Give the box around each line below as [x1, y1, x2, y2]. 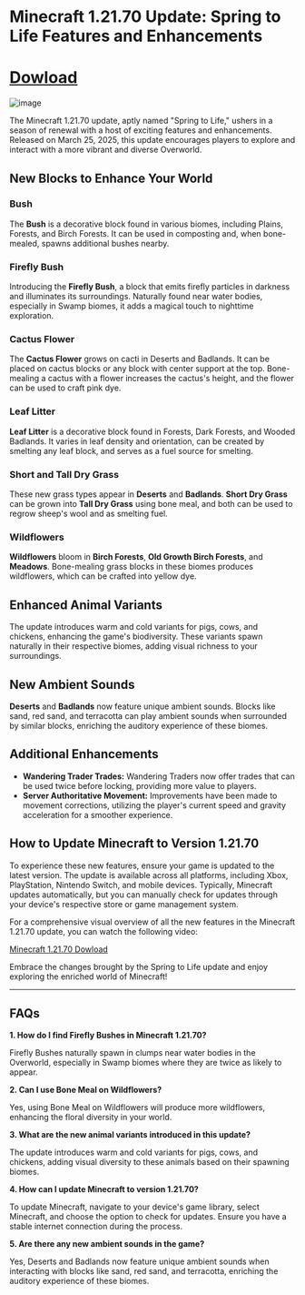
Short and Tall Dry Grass [9, 468, 120, 481]
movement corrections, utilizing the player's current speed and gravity [22, 799, 286, 811]
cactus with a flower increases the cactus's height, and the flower [47, 373, 295, 384]
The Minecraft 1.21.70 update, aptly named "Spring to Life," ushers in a [9, 116, 273, 126]
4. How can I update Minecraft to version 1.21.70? [9, 1184, 200, 1195]
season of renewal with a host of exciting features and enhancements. [9, 125, 272, 136]
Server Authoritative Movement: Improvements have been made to [22, 790, 278, 801]
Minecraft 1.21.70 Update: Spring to [9, 6, 281, 27]
